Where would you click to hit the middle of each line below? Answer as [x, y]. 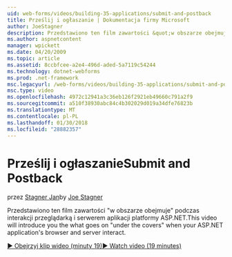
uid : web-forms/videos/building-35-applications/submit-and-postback [109, 13]
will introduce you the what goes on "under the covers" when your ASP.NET [115, 225]
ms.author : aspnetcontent [44, 39]
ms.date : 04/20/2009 [37, 53]
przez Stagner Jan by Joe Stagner [55, 197]
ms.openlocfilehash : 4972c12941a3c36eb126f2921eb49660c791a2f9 [100, 97]
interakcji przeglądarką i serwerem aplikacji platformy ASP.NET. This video [112, 218]
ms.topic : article [33, 59]
